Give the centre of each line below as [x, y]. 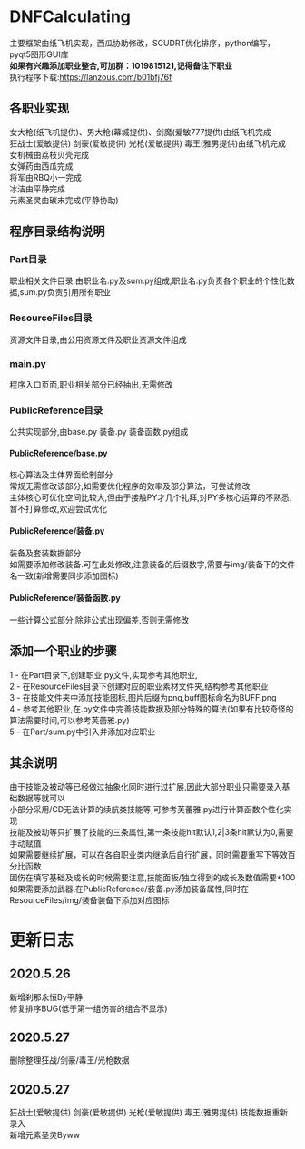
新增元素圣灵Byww [44, 1135]
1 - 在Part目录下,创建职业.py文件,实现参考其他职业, [103, 674]
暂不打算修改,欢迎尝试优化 [59, 508]
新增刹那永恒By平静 [46, 997]
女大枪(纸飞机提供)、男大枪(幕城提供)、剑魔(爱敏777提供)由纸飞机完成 [140, 132]
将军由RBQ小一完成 [45, 177]
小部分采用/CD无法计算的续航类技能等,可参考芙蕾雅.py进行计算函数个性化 [147, 809]
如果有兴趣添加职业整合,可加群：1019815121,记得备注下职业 [121, 65]
